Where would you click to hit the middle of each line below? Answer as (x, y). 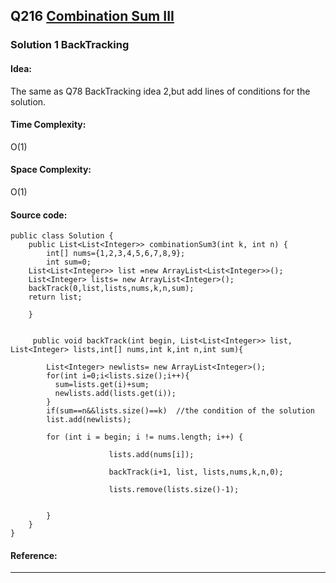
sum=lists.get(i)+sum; (102, 385)
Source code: (39, 215)
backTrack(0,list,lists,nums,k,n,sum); (111, 289)
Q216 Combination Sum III (92, 16)
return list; (55, 297)
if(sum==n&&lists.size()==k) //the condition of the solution (180, 411)
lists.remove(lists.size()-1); (174, 490)
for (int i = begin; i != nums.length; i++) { (145, 437)
